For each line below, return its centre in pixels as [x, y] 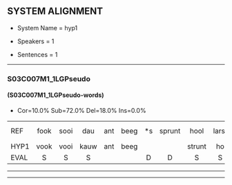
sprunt [170, 131]
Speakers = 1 [36, 41]
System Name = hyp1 [47, 28]
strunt [197, 146]
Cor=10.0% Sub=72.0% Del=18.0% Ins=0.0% [81, 110]
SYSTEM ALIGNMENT [55, 11]
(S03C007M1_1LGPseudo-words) [56, 95]
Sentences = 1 [37, 54]
